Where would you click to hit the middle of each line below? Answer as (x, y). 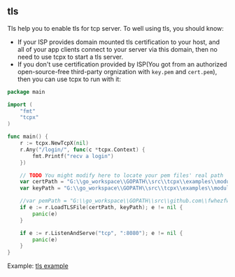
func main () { (28, 137)
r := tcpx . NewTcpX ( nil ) (55, 143)
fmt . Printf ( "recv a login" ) (73, 156)
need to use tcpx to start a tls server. (70, 57)
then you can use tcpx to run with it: (69, 79)
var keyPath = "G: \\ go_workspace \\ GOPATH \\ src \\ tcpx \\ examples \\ (117, 188)
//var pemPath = (44, 201)
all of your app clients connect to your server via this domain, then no (117, 49)
